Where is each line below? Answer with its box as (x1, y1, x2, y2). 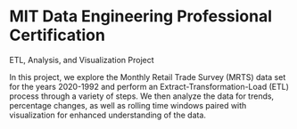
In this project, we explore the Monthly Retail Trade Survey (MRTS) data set (9, 71, 286, 82)
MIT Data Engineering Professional (9, 6, 273, 27)
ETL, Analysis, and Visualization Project (9, 54, 154, 65)
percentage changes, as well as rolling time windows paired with (9, 100, 247, 110)
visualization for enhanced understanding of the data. (9, 109, 207, 120)
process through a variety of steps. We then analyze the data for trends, (9, 91, 275, 101)
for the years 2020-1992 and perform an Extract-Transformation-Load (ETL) (9, 81, 290, 92)
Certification (9, 25, 105, 45)
